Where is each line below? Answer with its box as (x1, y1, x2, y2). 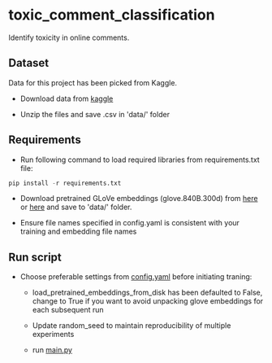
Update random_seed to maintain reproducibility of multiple (32, 321, 231, 330)
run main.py (32, 345, 73, 355)
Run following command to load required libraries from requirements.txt (19, 155, 260, 164)
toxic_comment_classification (8, 6, 215, 24)
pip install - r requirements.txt (8, 179, 122, 187)
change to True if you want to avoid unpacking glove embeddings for (32, 296, 264, 306)
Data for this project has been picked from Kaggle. (8, 77, 177, 87)
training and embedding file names (19, 226, 137, 237)
